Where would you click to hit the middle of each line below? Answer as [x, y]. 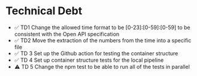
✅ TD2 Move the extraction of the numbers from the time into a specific [103, 40]
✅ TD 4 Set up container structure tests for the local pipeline [89, 60]
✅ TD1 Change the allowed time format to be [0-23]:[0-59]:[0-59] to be [102, 27]
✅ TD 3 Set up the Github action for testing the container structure [96, 53]
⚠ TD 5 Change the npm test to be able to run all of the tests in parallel [102, 66]
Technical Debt [44, 11]
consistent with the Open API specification [67, 34]
